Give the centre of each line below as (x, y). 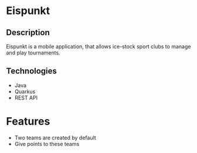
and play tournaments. (33, 53)
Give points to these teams (47, 144)
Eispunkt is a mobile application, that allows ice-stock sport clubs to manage (98, 46)
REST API (26, 97)
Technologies (32, 71)
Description (28, 33)
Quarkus (25, 91)
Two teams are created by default (55, 137)
